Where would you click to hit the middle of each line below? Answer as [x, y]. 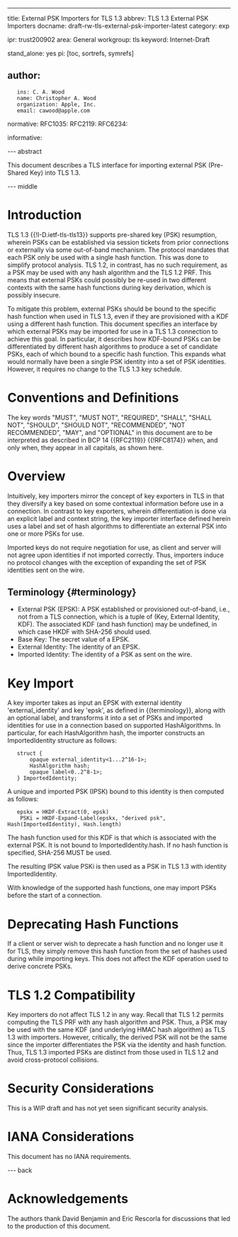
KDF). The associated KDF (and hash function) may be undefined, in [117, 625]
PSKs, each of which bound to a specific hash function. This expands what [117, 354]
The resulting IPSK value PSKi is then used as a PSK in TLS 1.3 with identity [117, 867]
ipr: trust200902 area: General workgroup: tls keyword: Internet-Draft [109, 39]
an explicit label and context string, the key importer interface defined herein [119, 518]
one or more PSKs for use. [46, 534]
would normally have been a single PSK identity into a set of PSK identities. [117, 361]
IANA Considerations [71, 1137]
